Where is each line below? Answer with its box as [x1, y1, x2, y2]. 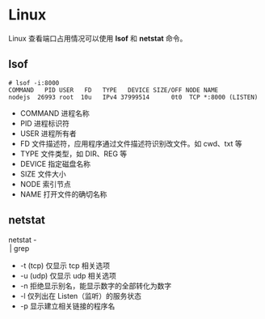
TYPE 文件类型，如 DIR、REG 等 [19, 148, 128, 159]
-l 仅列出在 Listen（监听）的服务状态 [19, 291, 142, 300]
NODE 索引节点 [19, 179, 71, 189]
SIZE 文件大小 [19, 168, 66, 179]
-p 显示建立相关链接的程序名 [19, 301, 116, 311]
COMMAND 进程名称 [19, 108, 90, 118]
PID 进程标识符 [19, 118, 70, 128]
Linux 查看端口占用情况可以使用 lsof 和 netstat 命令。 [8, 33, 187, 43]
